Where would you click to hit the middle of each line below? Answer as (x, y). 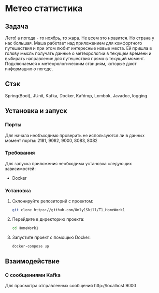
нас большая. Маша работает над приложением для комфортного (74, 43)
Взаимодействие (32, 261)
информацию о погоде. (29, 69)
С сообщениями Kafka (33, 275)
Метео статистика (44, 8)
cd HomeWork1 (25, 228)
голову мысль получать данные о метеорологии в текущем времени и (78, 53)
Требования (20, 153)
